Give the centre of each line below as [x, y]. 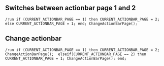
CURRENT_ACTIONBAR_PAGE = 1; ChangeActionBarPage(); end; [66, 58]
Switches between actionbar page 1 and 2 [71, 8]
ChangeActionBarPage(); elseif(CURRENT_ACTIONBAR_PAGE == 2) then [76, 54]
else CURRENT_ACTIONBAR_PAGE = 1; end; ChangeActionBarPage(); [71, 23]
